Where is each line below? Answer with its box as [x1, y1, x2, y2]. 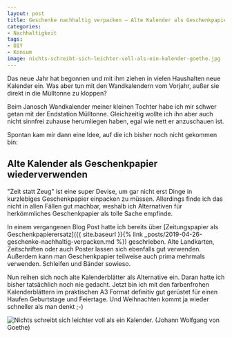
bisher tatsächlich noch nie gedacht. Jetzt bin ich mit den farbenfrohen [7, 280, 209, 288]
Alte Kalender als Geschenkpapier [7, 158, 157, 170]
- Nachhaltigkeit [7, 29, 57, 37]
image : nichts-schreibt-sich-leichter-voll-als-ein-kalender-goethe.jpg [7, 55, 221, 62]
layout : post [7, 10, 45, 17]
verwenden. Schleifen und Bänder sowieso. [7, 259, 131, 267]
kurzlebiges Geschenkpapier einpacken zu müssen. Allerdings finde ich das [7, 195, 223, 203]
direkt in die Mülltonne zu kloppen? [7, 89, 107, 97]
